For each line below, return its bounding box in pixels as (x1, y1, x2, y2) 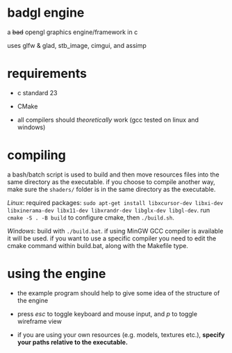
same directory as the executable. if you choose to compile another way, (7, 177, 215, 186)
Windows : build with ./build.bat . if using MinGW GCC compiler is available (7, 227, 224, 235)
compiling (7, 147, 66, 163)
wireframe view (17, 317, 63, 325)
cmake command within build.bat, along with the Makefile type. (7, 241, 189, 249)
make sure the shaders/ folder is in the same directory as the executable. (7, 185, 216, 193)
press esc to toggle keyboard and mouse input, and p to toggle (17, 309, 198, 318)
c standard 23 (17, 88, 58, 97)
